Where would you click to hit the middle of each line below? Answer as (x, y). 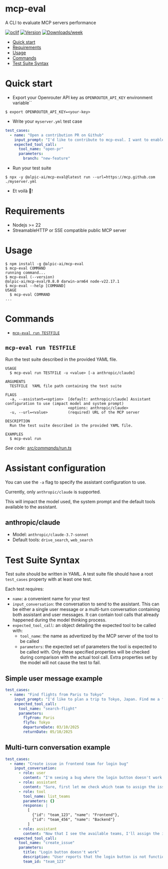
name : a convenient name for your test (51, 599)
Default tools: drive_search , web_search (53, 540)
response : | (36, 806)
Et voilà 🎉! (23, 191)
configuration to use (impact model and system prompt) (64, 403)
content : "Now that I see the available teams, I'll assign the (91, 833)
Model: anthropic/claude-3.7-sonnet (50, 535)
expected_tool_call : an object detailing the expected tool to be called (84, 625)
